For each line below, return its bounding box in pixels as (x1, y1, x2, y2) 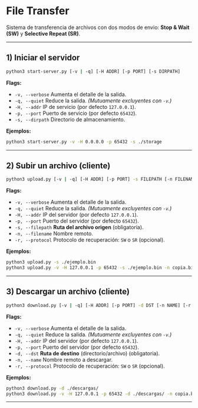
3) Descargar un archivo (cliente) (6, 287, 130, 297)
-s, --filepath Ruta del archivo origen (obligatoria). (14, 224, 144, 231)
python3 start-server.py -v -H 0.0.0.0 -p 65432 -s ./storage (6, 139, 162, 144)
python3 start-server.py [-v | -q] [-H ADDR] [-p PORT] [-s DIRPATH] (6, 68, 181, 75)
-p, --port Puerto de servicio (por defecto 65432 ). (14, 110, 137, 117)
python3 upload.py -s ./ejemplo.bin (6, 259, 96, 265)
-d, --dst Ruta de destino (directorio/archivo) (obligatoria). (14, 349, 160, 356)
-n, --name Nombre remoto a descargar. (14, 356, 113, 363)
